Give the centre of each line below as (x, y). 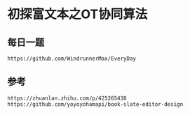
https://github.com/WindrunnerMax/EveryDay (72, 59)
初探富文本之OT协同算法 (77, 14)
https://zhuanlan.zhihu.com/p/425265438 (67, 98)
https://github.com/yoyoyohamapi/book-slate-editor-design (95, 104)
